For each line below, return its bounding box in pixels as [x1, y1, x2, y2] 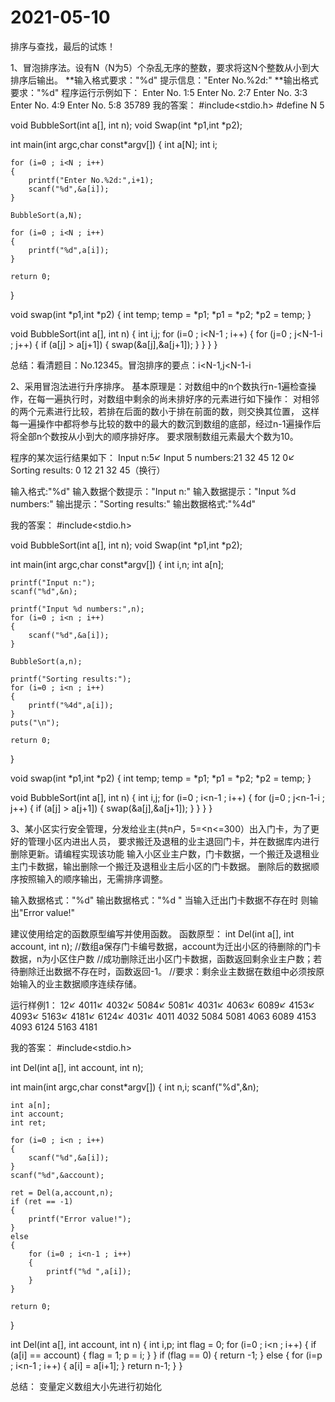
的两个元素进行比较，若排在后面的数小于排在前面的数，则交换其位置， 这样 [10, 405, 320, 417]
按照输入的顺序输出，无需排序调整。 [18, 872, 168, 885]
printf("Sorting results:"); [10, 674, 132, 684]
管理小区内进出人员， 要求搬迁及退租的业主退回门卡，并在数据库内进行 [27, 835, 320, 847]
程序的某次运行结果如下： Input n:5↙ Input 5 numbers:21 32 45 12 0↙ [10, 451, 296, 463]
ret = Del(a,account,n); [10, 1187, 114, 1198]
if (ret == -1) [10, 1196, 74, 1206]
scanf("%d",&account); [10, 1170, 105, 1180]
